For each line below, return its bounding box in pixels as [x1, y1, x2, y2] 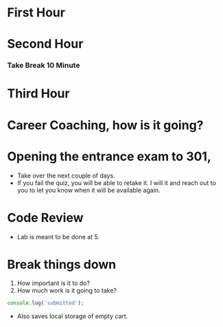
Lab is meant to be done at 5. [16, 232, 100, 241]
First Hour [7, 5, 65, 21]
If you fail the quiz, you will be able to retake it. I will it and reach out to [16, 178, 216, 186]
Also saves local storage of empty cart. [16, 312, 128, 320]
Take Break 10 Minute [7, 60, 80, 70]
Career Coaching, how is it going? [7, 117, 204, 133]
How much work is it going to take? [16, 287, 117, 295]
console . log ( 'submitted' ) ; [7, 300, 84, 306]
